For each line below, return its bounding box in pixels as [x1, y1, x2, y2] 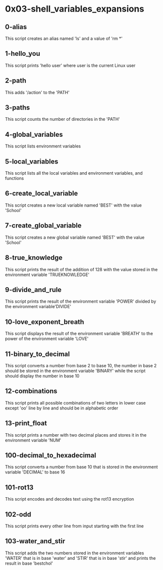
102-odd [5, 510, 32, 519]
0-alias [5, 23, 27, 31]
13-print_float [5, 419, 47, 427]
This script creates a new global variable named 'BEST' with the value [5, 234, 145, 240]
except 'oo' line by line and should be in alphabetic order [5, 405, 118, 411]
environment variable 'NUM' [5, 437, 62, 443]
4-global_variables [5, 130, 63, 139]
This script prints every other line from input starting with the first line [5, 523, 144, 529]
